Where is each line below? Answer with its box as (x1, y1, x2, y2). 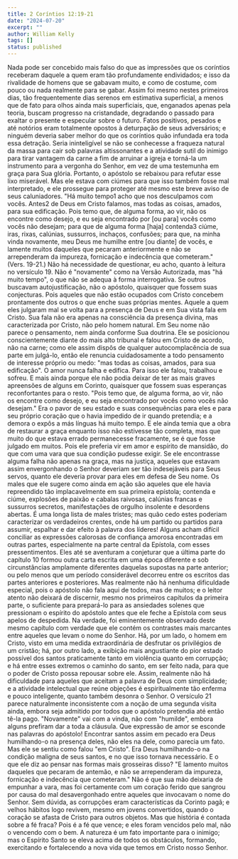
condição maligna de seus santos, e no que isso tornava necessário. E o (7, 753, 219, 761)
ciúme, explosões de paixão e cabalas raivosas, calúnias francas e (7, 495, 202, 503)
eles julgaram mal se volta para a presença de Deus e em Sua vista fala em (7, 306, 227, 314)
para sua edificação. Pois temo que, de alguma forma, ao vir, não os (7, 207, 207, 215)
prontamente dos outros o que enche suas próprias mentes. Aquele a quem (7, 298, 229, 307)
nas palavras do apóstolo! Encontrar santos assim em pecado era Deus (7, 730, 216, 738)
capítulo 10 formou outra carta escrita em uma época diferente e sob (7, 555, 209, 564)
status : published (7, 43, 62, 51)
